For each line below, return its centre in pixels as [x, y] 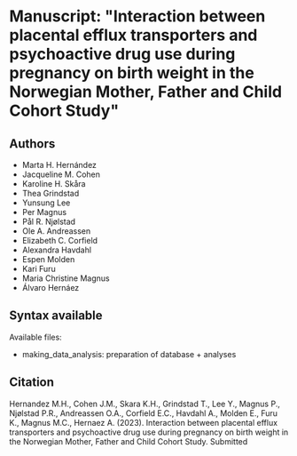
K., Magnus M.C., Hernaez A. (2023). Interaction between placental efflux [143, 422]
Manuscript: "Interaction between [137, 16]
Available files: [35, 337]
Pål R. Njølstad [49, 221]
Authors [32, 144]
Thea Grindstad [51, 193]
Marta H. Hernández [59, 165]
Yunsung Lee [46, 203]
